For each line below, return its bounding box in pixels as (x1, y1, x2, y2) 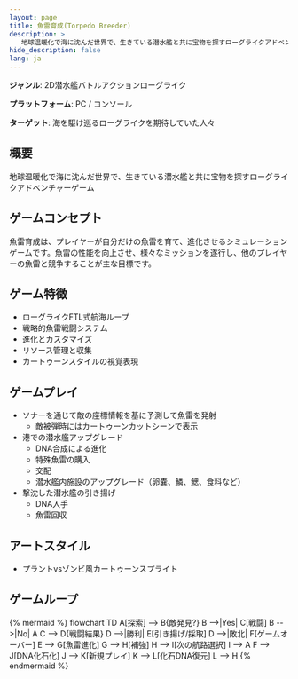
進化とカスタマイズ (21, 334, 93, 344)
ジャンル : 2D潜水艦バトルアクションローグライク (9, 80, 187, 90)
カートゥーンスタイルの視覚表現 (21, 356, 139, 367)
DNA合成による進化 (35, 443, 107, 454)
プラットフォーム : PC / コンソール (9, 99, 133, 109)
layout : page (9, 12, 58, 22)
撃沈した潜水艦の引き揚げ (21, 487, 116, 498)
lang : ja (9, 54, 42, 63)
